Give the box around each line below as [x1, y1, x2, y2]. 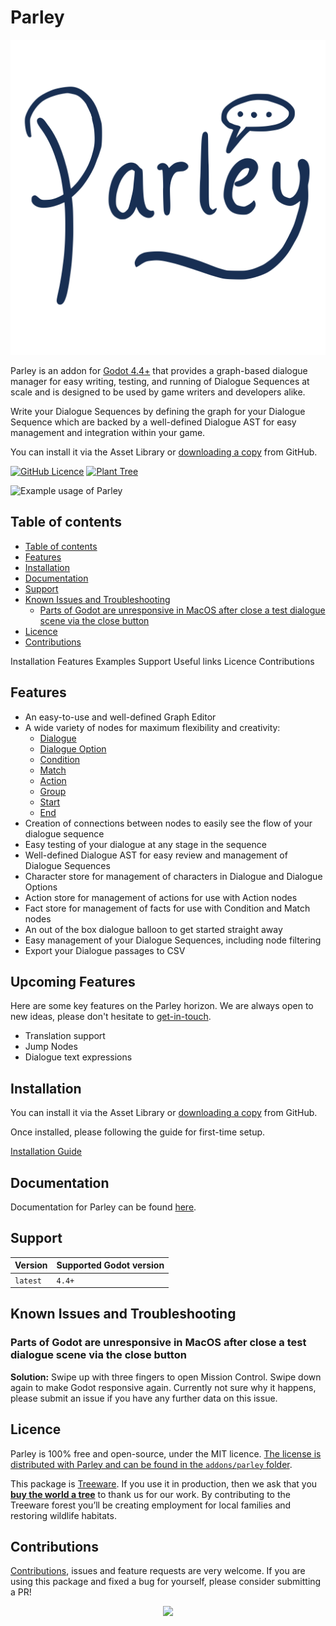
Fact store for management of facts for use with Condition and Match [24, 902, 311, 914]
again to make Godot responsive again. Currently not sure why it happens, [10, 1381, 317, 1393]
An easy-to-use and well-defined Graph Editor [24, 711, 217, 723]
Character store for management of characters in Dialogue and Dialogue [24, 870, 323, 882]
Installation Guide [10, 1146, 82, 1158]
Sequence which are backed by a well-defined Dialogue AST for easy [10, 416, 297, 428]
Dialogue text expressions [24, 1051, 133, 1063]
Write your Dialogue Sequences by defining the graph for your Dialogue [10, 405, 306, 417]
